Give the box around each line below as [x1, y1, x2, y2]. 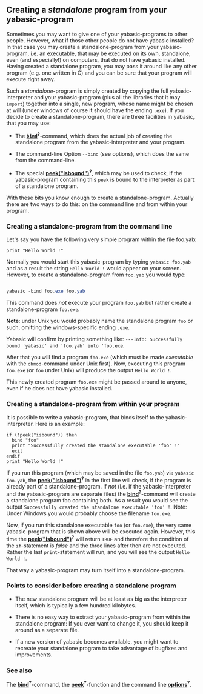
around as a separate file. [15, 626, 79, 633]
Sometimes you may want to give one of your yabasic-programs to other [6, 30, 188, 38]
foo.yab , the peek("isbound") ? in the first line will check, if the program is [6, 475, 191, 484]
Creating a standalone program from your [6, 5, 167, 15]
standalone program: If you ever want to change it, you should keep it [15, 619, 189, 627]
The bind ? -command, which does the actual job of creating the [15, 131, 173, 139]
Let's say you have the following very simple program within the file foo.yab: [6, 236, 197, 243]
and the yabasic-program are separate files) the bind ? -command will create [6, 489, 196, 498]
